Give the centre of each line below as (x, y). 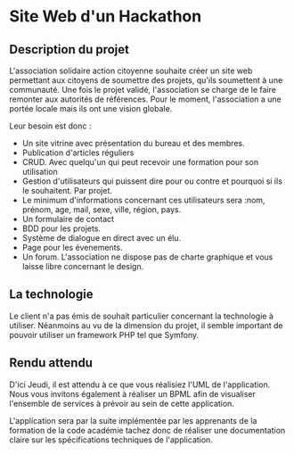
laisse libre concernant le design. (83, 266)
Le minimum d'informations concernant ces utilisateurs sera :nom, (143, 200)
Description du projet (69, 50)
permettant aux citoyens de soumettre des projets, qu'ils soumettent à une (146, 80)
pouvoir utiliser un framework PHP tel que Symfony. (104, 334)
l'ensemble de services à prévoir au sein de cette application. (122, 403)
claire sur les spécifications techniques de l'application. (111, 440)
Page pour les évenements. (72, 248)
